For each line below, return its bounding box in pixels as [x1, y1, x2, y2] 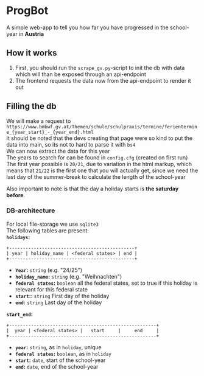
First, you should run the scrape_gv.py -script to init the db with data [15, 64, 185, 71]
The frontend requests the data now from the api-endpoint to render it [15, 77, 191, 84]
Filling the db [6, 101, 57, 111]
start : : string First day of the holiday [15, 292, 110, 299]
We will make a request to [6, 117, 71, 125]
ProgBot [6, 4, 49, 18]
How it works [6, 48, 57, 58]
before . [6, 191, 26, 198]
